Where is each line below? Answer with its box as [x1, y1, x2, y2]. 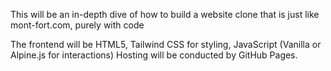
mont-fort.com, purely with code [10, 19, 145, 31]
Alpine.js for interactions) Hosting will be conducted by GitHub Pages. [10, 49, 298, 61]
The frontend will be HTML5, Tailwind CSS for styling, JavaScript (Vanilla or [10, 39, 322, 50]
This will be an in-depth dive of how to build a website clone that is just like [10, 9, 320, 20]
